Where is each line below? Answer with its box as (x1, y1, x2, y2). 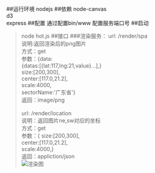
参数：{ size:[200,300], (21, 132, 81, 139)
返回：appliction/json (21, 153, 75, 160)
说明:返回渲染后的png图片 (21, 40, 87, 47)
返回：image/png (21, 96, 65, 104)
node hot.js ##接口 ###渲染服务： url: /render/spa (21, 32, 148, 40)
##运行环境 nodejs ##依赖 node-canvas (6, 5, 107, 12)
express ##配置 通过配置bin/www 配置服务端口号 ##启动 (6, 19, 149, 26)
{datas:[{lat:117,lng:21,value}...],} (21, 62, 102, 69)
